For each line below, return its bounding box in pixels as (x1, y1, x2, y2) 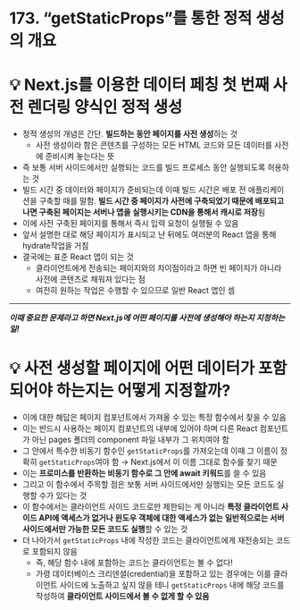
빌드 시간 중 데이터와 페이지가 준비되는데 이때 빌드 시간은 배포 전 (21, 184, 246, 195)
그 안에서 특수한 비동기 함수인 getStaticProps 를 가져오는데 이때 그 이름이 (21, 445, 279, 456)
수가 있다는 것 (38, 490, 87, 501)
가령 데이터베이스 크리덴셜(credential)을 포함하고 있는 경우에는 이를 (35, 569, 271, 580)
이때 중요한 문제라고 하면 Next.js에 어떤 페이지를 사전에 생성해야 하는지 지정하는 (9, 312, 286, 323)
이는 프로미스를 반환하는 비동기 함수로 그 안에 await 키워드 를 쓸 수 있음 (21, 468, 267, 479)
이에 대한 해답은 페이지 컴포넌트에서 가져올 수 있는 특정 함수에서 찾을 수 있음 (21, 412, 287, 423)
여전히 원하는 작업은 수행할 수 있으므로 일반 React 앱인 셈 (35, 285, 235, 296)
